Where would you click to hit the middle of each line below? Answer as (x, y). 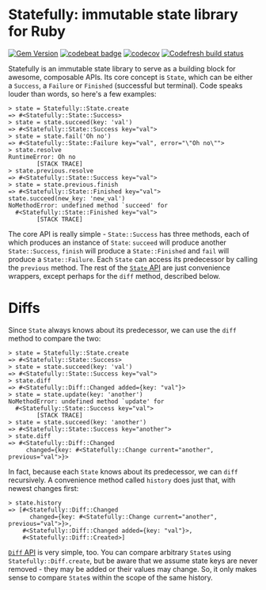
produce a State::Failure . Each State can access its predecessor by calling (133, 259)
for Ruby (37, 31)
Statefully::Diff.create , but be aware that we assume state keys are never (133, 561)
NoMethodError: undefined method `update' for (86, 402)
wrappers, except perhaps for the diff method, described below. (114, 276)
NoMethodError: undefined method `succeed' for (88, 205)
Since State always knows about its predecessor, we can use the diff (122, 329)
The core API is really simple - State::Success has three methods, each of (129, 234)
